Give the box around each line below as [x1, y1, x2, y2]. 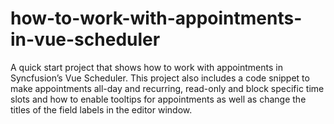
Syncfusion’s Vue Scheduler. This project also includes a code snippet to [10, 72, 310, 84]
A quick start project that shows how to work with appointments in [10, 61, 283, 73]
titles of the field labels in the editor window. [10, 103, 193, 116]
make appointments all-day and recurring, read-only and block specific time [10, 82, 325, 94]
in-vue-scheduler [10, 28, 161, 51]
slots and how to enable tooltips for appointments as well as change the [10, 93, 307, 105]
